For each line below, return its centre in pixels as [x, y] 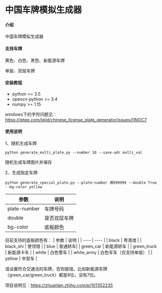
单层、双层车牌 [20, 71]
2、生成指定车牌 [21, 173]
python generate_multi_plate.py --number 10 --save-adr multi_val [74, 153]
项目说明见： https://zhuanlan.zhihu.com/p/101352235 [59, 285]
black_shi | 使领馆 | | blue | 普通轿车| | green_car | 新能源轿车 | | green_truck [81, 246]
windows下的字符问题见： [31, 114]
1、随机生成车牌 [21, 143]
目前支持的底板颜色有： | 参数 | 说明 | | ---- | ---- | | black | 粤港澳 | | [73, 240]
